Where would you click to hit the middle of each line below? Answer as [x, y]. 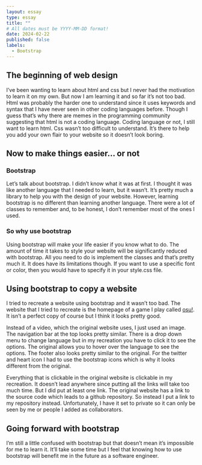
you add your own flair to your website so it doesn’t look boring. [85, 134]
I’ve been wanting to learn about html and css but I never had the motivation [100, 90]
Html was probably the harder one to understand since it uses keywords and [101, 102]
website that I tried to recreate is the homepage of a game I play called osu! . [100, 310]
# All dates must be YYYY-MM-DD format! [58, 29]
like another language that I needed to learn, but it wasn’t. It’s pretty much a [100, 190]
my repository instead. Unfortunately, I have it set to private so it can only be [101, 403]
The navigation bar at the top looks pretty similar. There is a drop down [94, 334]
